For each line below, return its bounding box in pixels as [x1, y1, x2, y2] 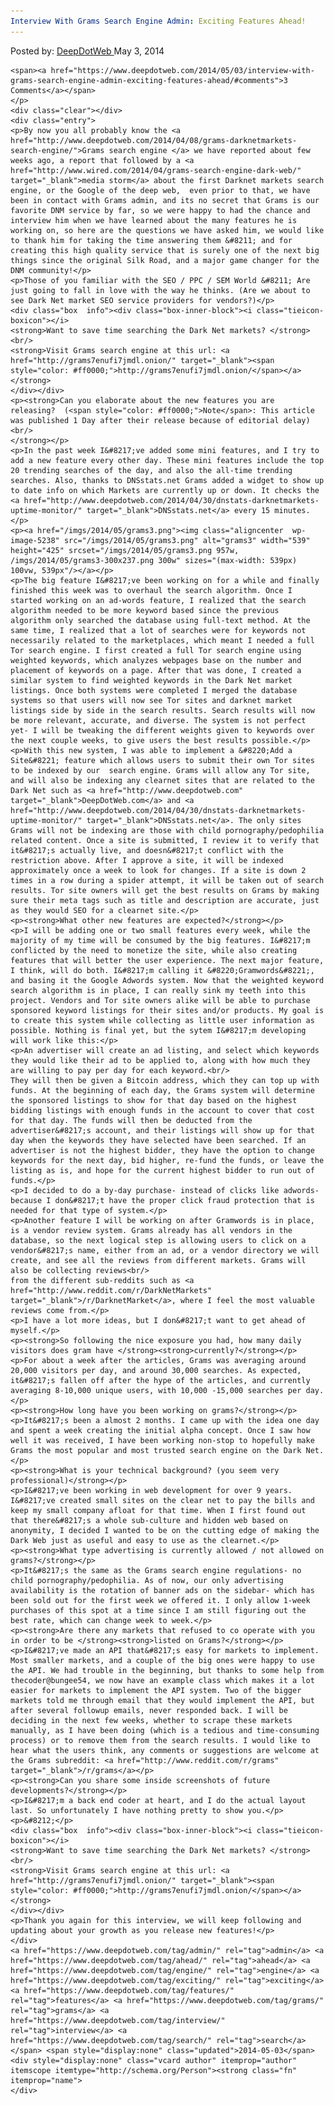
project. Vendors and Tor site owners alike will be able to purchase [10, 995, 311, 1005]
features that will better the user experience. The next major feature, [10, 955, 325, 965]
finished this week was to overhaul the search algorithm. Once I [10, 585, 293, 595]
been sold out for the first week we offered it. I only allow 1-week [10, 1595, 311, 1605]
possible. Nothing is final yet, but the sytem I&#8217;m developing [10, 1025, 307, 1035]
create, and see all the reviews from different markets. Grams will [10, 1255, 307, 1265]
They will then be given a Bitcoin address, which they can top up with [10, 1075, 320, 1085]
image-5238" [10, 535, 60, 545]
